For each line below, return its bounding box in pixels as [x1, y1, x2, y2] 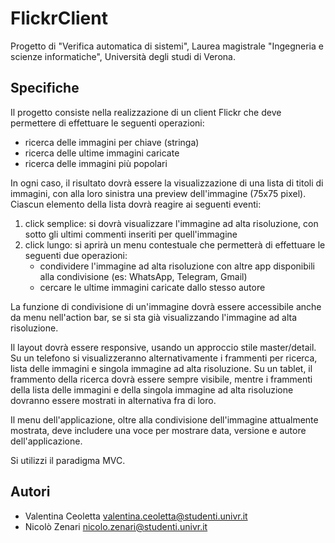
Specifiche [10, 80, 80, 97]
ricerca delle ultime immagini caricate [24, 147, 180, 159]
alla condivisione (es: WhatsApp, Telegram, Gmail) [39, 270, 248, 282]
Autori [10, 483, 51, 501]
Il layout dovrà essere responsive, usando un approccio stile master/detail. [10, 341, 317, 353]
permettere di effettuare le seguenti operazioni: [10, 117, 205, 129]
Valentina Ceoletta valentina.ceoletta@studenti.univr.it [24, 510, 248, 522]
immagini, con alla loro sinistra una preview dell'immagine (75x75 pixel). [10, 187, 307, 199]
